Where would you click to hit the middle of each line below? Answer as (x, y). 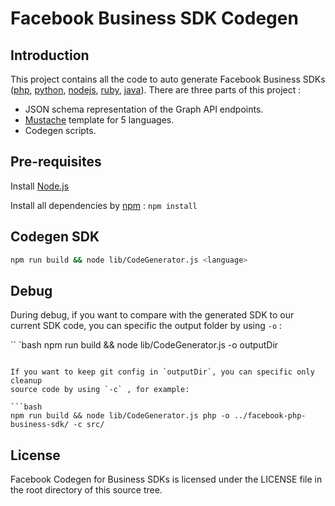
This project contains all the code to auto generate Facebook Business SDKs (168, 79)
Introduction (50, 55)
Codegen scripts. (60, 130)
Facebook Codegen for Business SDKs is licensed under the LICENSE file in (166, 479)
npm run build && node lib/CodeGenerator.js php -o (120, 416)
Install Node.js (40, 186)
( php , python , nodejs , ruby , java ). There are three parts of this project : (156, 90)
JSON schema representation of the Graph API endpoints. (144, 109)
